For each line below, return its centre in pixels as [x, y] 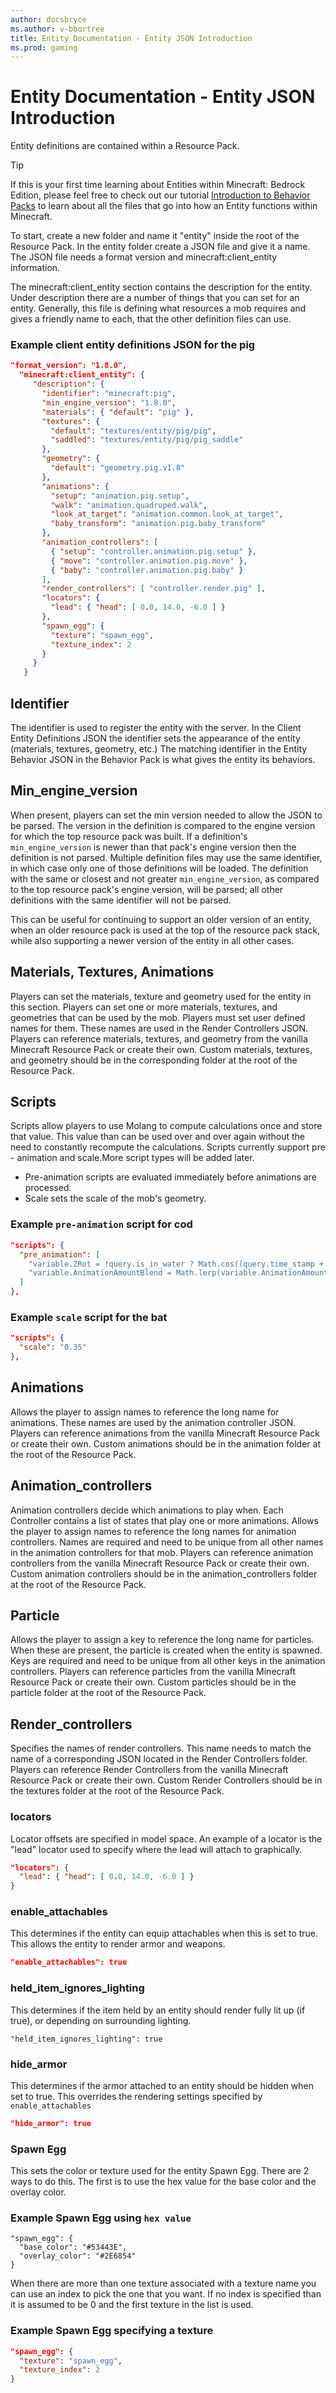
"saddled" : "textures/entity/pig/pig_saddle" [147, 440]
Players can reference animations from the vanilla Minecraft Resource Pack [165, 1433]
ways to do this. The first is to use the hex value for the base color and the [163, 2182]
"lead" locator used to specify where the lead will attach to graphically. [156, 1849]
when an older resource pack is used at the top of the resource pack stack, [165, 930]
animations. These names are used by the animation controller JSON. [153, 1422]
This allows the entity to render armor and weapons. [118, 1944]
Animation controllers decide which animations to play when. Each [147, 1510]
